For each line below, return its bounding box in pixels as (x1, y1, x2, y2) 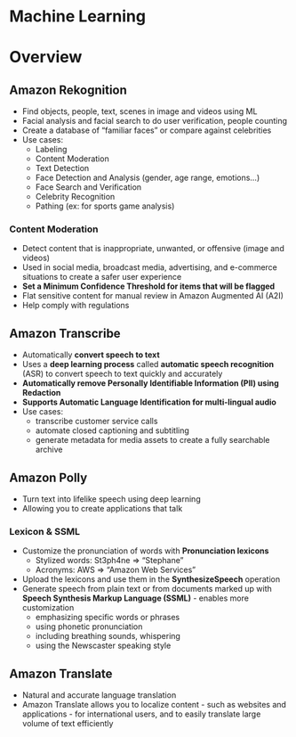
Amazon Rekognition (9, 82, 127, 97)
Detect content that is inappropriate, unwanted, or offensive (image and (21, 243, 284, 254)
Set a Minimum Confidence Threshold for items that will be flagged (21, 281, 276, 291)
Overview (9, 47, 83, 68)
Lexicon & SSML (9, 526, 81, 538)
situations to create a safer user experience (21, 272, 182, 283)
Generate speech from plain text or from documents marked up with (21, 584, 273, 594)
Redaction (21, 388, 61, 398)
